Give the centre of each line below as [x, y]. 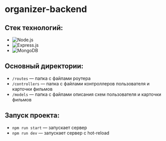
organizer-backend [46, 9]
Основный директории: [44, 66]
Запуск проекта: [32, 116]
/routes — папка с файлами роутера [51, 78]
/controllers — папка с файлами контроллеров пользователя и [81, 83]
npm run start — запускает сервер [49, 127]
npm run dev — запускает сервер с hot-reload [61, 133]
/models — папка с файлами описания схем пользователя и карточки [87, 94]
